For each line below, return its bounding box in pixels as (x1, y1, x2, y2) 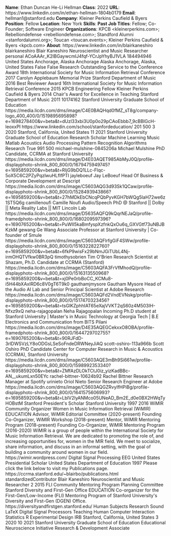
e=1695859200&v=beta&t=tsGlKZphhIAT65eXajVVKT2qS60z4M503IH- (5, 303, 156, 308)
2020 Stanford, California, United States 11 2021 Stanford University (5, 129, 148, 135)
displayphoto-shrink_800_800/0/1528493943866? (5, 189, 111, 194)
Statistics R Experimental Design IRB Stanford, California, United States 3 (5, 514, 159, 520)
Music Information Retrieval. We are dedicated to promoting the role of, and (5, 433, 164, 438)
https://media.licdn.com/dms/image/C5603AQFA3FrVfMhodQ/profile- (5, 265, 152, 271)
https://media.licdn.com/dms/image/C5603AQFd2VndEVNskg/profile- (5, 292, 153, 298)
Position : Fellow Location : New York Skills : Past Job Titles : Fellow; (5, 20, 148, 27)
